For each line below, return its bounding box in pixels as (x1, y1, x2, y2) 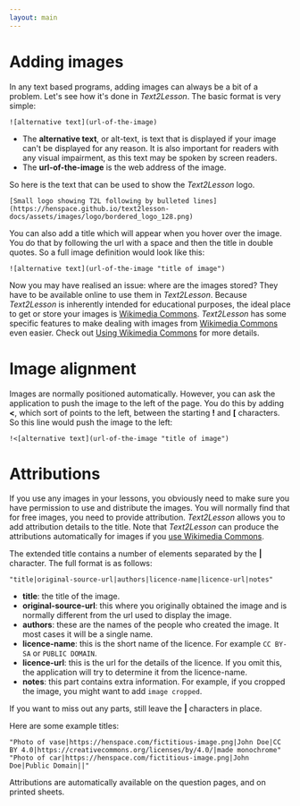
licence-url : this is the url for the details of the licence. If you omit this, (21, 658, 283, 668)
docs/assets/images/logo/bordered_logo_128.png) (9, 212, 194, 221)
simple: (9, 100, 37, 111)
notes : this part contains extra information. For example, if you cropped (21, 676, 286, 687)
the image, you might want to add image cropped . (21, 686, 203, 697)
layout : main (9, 13, 58, 22)
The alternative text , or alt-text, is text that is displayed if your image (21, 133, 277, 144)
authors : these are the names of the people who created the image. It (21, 619, 279, 631)
